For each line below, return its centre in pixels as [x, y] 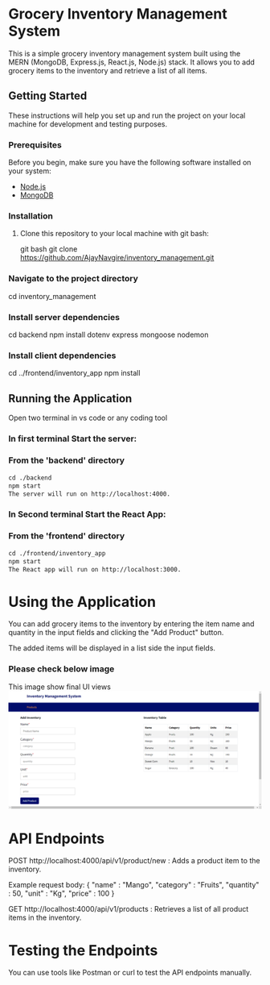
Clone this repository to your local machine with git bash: [114, 234]
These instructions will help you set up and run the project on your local [127, 115]
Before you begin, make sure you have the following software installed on [130, 163]
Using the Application [82, 602]
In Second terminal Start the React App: [87, 514]
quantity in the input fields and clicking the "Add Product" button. [116, 633]
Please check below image [61, 669]
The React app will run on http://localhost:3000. [95, 570]
